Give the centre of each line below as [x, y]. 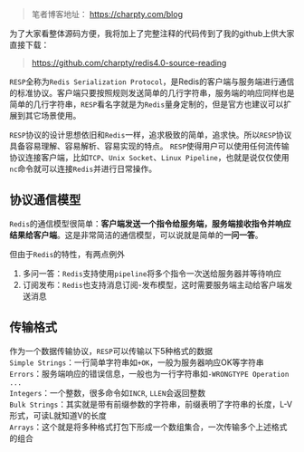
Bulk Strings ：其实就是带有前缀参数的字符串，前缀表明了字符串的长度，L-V [151, 404]
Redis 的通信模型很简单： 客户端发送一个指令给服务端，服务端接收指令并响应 [150, 223]
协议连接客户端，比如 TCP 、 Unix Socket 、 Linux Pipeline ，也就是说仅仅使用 [149, 157]
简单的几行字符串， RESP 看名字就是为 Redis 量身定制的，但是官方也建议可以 [147, 104]
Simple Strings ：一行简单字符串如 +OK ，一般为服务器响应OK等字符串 [137, 362]
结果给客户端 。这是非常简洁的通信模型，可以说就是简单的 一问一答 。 [136, 235]
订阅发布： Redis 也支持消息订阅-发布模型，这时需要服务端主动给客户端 [153, 284]
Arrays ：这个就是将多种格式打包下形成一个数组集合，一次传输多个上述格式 [148, 427]
